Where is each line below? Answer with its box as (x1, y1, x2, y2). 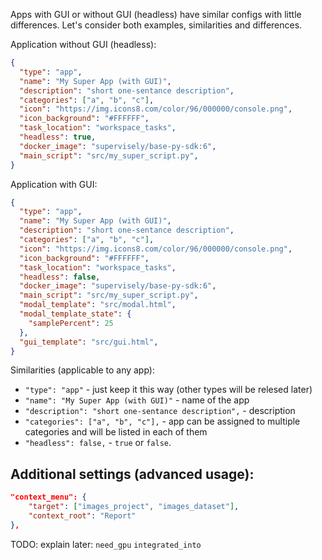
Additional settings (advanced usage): (10, 465, 255, 483)
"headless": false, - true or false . (24, 437, 172, 449)
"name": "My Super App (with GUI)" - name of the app (24, 394, 250, 406)
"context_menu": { (10, 492, 87, 503)
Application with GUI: (10, 178, 98, 190)
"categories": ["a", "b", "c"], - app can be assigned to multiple (24, 415, 301, 428)
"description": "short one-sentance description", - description (24, 405, 296, 417)
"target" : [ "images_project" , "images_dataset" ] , (28, 502, 240, 512)
